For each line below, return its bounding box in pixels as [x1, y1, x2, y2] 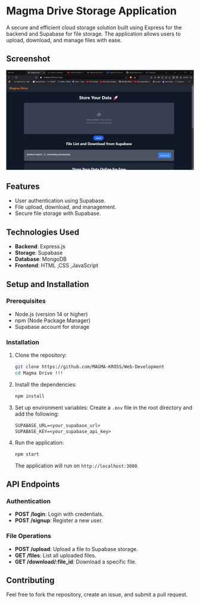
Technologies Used [6, 227, 79, 237]
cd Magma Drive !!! [14, 370, 64, 376]
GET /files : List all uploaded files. [14, 552, 96, 559]
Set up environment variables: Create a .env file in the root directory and [14, 404, 192, 411]
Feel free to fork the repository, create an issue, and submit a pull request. [6, 591, 188, 598]
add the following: [14, 410, 60, 418]
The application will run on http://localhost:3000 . [14, 462, 139, 469]
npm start [14, 451, 40, 457]
